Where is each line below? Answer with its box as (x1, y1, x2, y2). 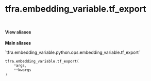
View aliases (5, 29, 32, 35)
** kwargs (14, 68, 32, 73)
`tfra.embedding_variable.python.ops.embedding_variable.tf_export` (5, 49, 140, 55)
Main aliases (5, 40, 31, 46)
